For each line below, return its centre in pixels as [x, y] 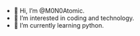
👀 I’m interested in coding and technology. [74, 18]
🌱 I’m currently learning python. [59, 25]
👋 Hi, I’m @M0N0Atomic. [49, 11]
